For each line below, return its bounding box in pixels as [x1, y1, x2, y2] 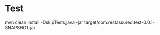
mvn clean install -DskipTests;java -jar [5, 19, 83, 25]
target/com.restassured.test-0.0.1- [84, 19, 155, 25]
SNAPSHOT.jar [5, 24, 36, 30]
